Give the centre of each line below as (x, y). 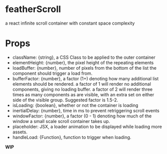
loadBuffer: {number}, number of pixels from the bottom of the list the (85, 68)
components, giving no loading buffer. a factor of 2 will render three (82, 89)
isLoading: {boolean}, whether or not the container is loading (75, 105)
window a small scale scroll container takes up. (61, 121)
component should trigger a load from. (52, 73)
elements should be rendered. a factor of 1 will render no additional (82, 84)
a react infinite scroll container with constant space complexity (70, 23)
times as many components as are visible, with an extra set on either (83, 94)
